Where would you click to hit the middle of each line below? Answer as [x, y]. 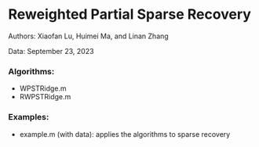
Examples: [29, 117]
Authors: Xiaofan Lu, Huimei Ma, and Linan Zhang [88, 36]
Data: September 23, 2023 [51, 51]
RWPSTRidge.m [45, 97]
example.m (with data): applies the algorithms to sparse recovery [125, 134]
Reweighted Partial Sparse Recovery [129, 14]
